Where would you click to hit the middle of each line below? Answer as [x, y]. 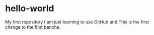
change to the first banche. [33, 27]
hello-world [30, 9]
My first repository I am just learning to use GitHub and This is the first [77, 22]
